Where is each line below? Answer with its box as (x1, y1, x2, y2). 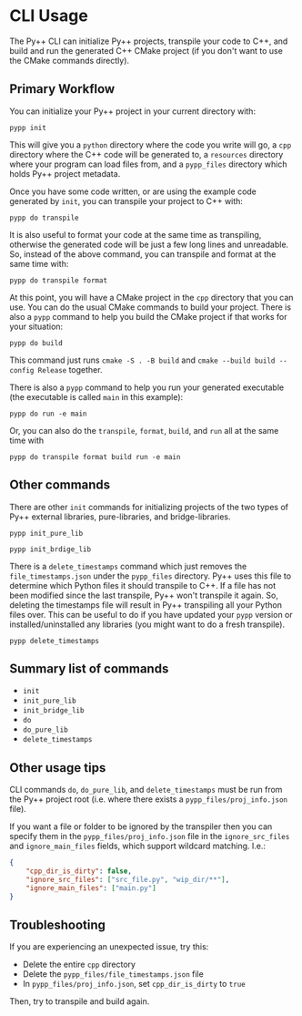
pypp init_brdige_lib (9, 544, 92, 554)
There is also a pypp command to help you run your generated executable (9, 382, 285, 393)
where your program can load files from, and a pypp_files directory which (9, 159, 287, 169)
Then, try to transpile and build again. (9, 996, 150, 1007)
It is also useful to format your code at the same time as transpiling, (9, 229, 262, 240)
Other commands (9, 477, 111, 493)
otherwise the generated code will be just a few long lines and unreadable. (9, 239, 289, 250)
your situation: (9, 321, 64, 332)
